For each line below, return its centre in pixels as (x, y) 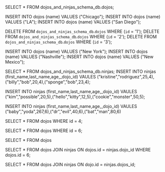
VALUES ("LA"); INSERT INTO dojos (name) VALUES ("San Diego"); (73, 22)
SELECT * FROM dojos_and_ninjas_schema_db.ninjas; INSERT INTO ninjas (81, 71)
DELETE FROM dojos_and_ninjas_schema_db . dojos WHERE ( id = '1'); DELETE (82, 31)
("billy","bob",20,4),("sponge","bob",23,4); (48, 82)
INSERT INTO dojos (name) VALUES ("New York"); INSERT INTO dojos (76, 52)
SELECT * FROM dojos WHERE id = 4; (44, 121)
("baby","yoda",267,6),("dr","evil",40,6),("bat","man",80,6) (63, 111)
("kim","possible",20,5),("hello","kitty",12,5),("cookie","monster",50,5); (75, 97)
